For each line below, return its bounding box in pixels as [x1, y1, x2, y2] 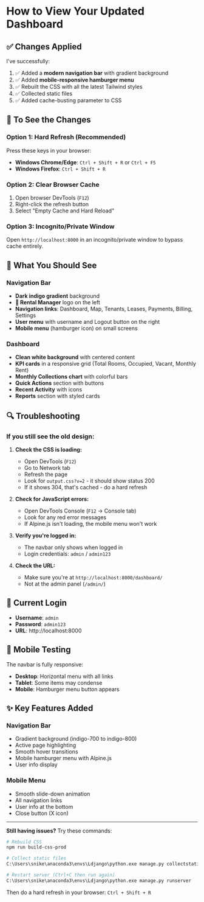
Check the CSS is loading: [15, 446, 82, 453]
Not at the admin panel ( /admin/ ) [24, 580, 106, 587]
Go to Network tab [24, 464, 71, 471]
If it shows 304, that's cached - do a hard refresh [24, 483, 148, 491]
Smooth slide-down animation [15, 790, 90, 797]
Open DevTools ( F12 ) [24, 458, 76, 465]
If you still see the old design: [6, 432, 95, 441]
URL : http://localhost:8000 [15, 627, 82, 634]
